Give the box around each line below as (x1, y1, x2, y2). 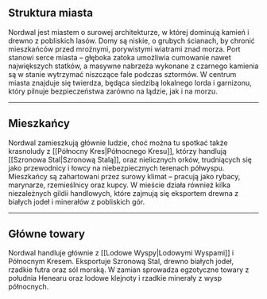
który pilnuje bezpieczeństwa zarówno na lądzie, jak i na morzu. (8, 86, 219, 96)
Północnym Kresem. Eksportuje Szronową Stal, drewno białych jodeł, (8, 257, 234, 266)
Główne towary (8, 228, 86, 241)
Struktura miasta (8, 6, 94, 20)
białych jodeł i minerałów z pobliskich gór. (8, 197, 145, 206)
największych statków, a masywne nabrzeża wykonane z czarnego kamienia (8, 61, 259, 71)
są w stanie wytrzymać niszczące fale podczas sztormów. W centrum (8, 69, 237, 79)
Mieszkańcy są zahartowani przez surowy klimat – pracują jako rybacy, (8, 171, 241, 181)
